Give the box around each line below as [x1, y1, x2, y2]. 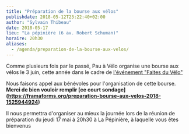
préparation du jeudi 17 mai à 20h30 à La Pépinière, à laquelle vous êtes [6, 116, 179, 123]
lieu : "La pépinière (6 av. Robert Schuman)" [6, 30, 118, 36]
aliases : [6, 41, 27, 47]
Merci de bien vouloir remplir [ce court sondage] [6, 86, 126, 93]
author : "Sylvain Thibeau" [6, 19, 72, 25]
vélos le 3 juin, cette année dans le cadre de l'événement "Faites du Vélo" [6, 68, 183, 76]
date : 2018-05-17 [6, 24, 48, 31]
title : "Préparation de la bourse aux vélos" [6, 8, 118, 15]
